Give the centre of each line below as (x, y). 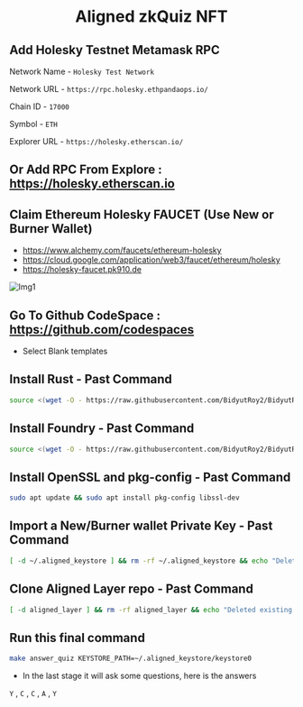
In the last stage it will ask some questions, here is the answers (139, 676)
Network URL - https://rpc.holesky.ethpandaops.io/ (109, 89)
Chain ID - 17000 (39, 106)
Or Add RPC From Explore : (86, 170)
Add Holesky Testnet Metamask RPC (115, 50)
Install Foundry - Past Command (102, 429)
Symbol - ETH (34, 124)
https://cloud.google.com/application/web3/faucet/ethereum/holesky (151, 260)
